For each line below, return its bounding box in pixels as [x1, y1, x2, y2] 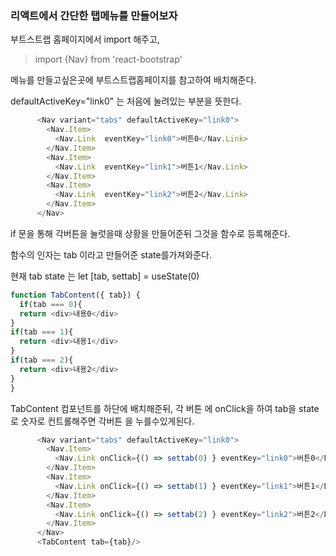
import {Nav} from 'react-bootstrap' [34, 53, 183, 66]
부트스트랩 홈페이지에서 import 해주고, [10, 33, 160, 46]
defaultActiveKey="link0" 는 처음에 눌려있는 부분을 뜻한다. [10, 95, 242, 107]
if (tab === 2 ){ [10, 355, 74, 366]
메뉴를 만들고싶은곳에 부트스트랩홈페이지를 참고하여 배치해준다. [10, 74, 257, 86]
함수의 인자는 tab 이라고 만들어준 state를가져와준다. [10, 248, 213, 261]
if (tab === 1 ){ [10, 327, 74, 337]
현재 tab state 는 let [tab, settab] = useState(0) [10, 270, 200, 282]
